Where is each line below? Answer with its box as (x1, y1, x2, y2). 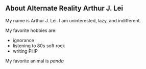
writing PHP (12, 48, 38, 54)
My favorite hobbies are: (5, 27, 57, 33)
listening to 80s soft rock (12, 43, 65, 49)
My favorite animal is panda (5, 58, 64, 64)
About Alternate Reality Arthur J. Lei (5, 4, 124, 13)
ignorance (12, 37, 35, 43)
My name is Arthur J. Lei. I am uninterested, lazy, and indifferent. (5, 17, 141, 23)
